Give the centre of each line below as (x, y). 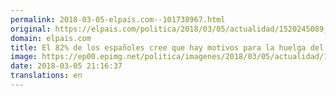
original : (31, 29)
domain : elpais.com (51, 38)
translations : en (46, 76)
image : (24, 57)
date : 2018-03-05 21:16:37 (66, 66)
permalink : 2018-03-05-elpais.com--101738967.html (118, 19)
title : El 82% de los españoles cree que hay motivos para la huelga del (167, 47)
